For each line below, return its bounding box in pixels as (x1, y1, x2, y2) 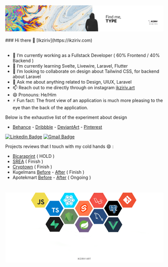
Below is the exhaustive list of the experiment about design (5, 114, 127, 120)
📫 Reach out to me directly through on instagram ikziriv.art (12, 85, 135, 91)
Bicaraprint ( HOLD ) (12, 153, 55, 159)
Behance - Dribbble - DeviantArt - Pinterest (12, 124, 102, 130)
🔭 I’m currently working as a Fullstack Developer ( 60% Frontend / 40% (12, 53, 160, 59)
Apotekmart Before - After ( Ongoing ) (12, 174, 91, 180)
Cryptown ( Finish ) (12, 164, 53, 170)
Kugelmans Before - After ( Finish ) (12, 169, 85, 175)
